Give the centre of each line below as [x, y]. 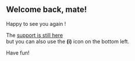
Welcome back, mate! [46, 10]
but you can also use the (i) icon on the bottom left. [68, 41]
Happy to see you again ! [36, 23]
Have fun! [18, 53]
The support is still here [34, 35]
